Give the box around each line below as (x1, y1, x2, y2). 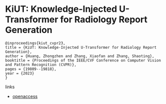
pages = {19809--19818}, (5, 67, 57, 71)
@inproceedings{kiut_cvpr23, (5, 40, 66, 45)
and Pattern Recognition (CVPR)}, (5, 62, 77, 67)
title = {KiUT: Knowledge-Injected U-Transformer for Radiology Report (5, 45, 157, 50)
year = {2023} (5, 70, 35, 76)
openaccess (12, 93, 38, 99)
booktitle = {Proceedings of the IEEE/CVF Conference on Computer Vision (5, 58, 162, 63)
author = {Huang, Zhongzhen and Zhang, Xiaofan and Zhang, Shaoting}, (5, 53, 155, 59)
